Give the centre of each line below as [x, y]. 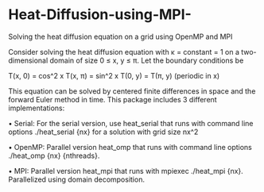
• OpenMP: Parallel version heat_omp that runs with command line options [130, 147]
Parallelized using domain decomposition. [77, 179]
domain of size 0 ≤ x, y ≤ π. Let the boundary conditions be [147, 60]
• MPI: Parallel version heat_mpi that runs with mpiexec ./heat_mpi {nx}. [126, 171]
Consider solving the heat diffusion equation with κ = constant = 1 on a [124, 52]
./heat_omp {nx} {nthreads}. [54, 156]
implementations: [37, 108]
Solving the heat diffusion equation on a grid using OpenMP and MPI [120, 36]
